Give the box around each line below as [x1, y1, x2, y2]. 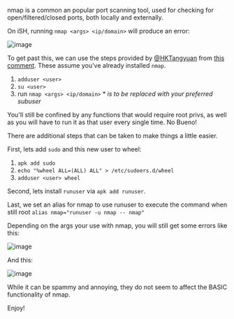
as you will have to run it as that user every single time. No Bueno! [7, 118, 198, 126]
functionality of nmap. [7, 290, 71, 299]
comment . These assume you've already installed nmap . [7, 61, 166, 69]
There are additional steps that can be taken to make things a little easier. [7, 132, 218, 140]
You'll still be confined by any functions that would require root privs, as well [7, 111, 227, 119]
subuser [17, 97, 42, 105]
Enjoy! [7, 304, 26, 312]
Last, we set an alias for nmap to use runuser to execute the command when [7, 200, 228, 209]
